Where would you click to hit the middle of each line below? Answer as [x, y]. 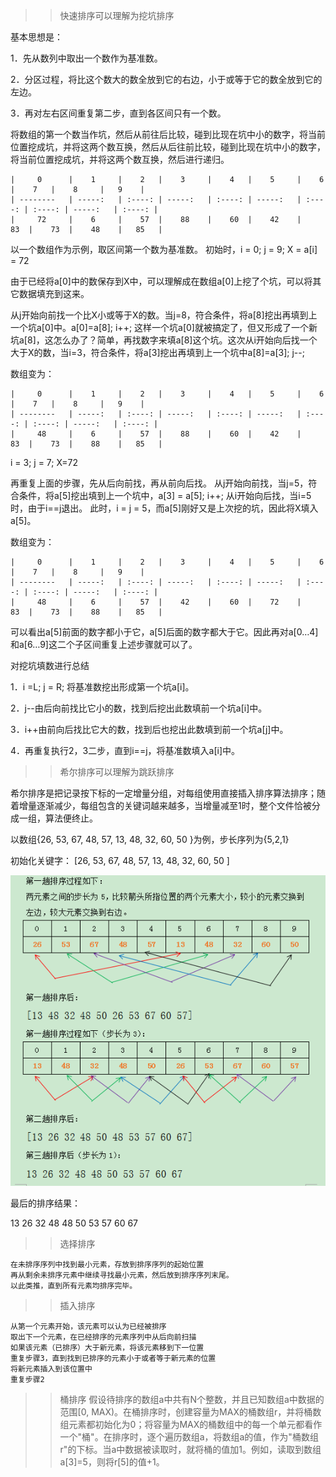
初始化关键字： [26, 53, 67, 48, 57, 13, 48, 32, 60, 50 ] [120, 860]
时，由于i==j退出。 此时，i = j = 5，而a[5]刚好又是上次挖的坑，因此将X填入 [164, 508]
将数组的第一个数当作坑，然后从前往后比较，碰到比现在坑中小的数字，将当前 [168, 134]
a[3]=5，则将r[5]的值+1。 [112, 1461]
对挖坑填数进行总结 [50, 665]
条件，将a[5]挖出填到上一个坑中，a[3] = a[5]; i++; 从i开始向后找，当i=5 [165, 495]
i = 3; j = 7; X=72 [44, 462]
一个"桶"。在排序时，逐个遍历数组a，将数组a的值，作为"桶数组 [189, 1436]
